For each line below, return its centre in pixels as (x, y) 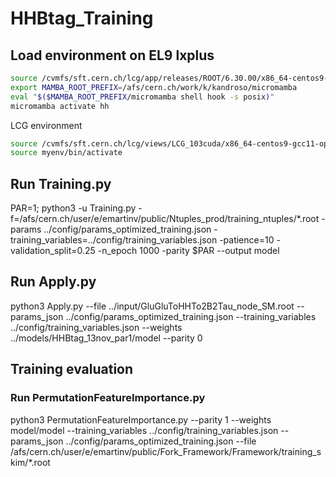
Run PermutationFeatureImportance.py (108, 398)
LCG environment (46, 125)
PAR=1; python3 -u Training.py (73, 208)
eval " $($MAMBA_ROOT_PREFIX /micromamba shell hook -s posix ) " (142, 97)
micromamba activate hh (60, 106)
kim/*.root (30, 462)
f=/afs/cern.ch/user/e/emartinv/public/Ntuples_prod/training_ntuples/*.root (165, 219)
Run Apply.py (53, 282)
